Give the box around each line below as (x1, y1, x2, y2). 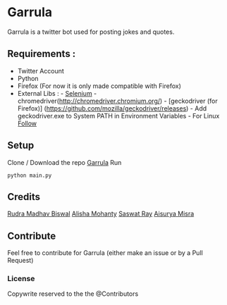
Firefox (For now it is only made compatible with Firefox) (17, 82, 182, 90)
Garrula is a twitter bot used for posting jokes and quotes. (7, 27, 175, 36)
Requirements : (7, 48, 76, 60)
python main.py (7, 172, 52, 179)
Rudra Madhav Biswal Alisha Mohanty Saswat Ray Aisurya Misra (7, 209, 195, 218)
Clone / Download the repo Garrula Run (7, 158, 122, 166)
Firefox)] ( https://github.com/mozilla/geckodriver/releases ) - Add (17, 104, 207, 113)
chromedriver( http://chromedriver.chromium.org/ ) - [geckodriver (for (17, 97, 219, 105)
